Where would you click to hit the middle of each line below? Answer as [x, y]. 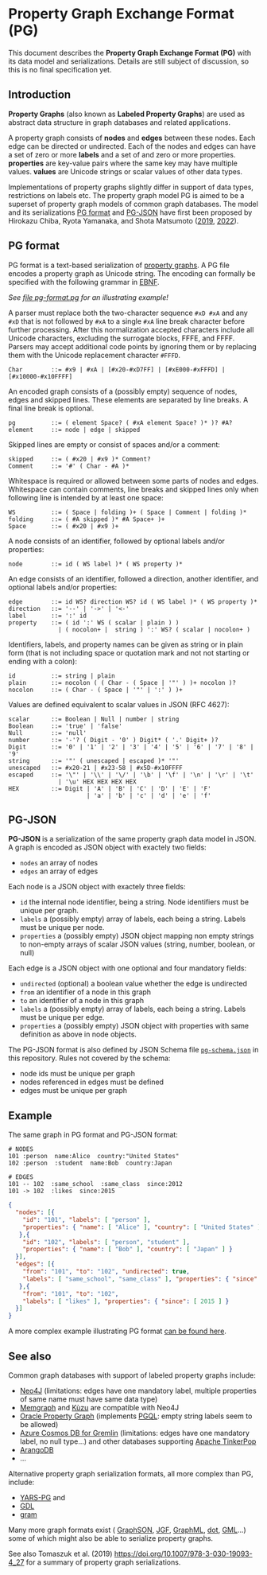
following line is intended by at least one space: [86, 497]
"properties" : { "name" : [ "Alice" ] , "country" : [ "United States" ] [142, 1227]
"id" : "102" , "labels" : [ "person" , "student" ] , [106, 1242]
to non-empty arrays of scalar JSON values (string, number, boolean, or [137, 944]
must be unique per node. [62, 927]
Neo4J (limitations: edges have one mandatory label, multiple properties [138, 1390]
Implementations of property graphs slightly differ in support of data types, [131, 187]
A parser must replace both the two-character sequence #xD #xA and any [128, 313]
